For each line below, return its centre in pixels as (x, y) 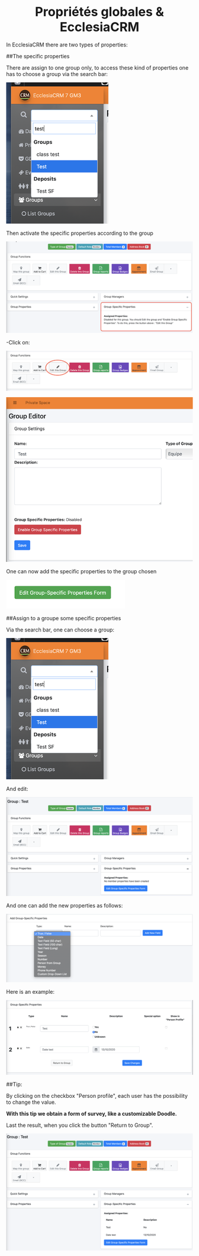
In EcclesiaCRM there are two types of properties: (67, 45)
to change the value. (31, 1102)
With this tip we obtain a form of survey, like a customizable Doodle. (92, 1114)
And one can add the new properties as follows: (65, 905)
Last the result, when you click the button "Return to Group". (80, 1125)
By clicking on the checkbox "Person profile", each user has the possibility (97, 1096)
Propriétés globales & (99, 12)
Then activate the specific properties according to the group (80, 233)
